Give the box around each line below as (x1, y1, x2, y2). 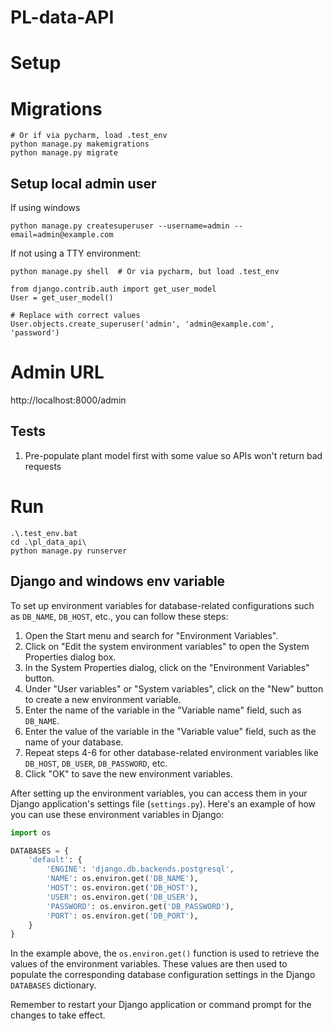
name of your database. (24, 736, 124, 748)
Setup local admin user (10, 175, 157, 192)
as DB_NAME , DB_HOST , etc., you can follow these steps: (10, 610, 229, 622)
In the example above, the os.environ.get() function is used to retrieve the (10, 947, 320, 960)
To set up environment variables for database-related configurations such (10, 599, 315, 611)
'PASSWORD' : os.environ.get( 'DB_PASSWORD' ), (46, 901, 235, 911)
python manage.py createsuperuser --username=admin (10, 221, 230, 231)
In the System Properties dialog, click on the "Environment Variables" (24, 661, 310, 673)
